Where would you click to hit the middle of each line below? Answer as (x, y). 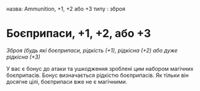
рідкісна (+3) (24, 57)
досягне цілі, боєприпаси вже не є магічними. (67, 81)
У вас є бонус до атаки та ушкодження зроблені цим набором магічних (100, 68)
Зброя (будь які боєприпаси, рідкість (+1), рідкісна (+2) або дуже (92, 50)
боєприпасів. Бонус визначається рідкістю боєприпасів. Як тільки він (98, 75)
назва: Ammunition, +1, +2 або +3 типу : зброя (66, 9)
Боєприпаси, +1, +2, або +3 (79, 34)
